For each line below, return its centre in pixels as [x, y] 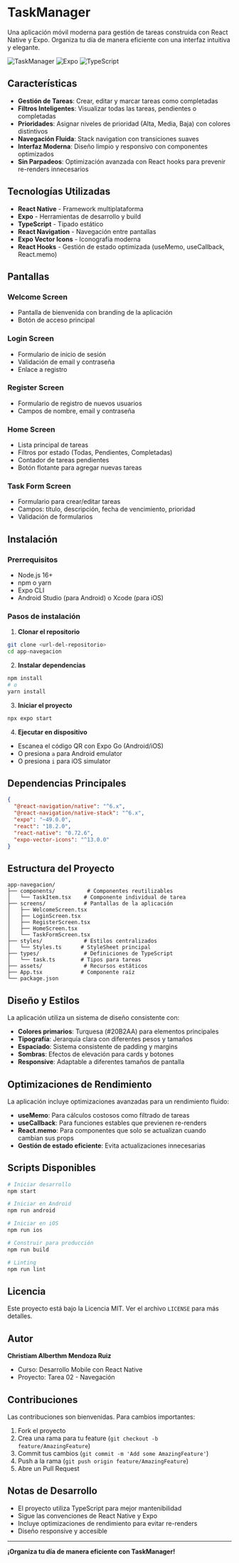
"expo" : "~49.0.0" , [43, 820]
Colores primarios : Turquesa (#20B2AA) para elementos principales [118, 1031]
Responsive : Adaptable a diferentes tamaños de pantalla [101, 1062]
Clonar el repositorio [49, 632]
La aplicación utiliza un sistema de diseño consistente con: [94, 1018]
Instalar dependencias [52, 665]
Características [42, 84]
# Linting [22, 1263]
